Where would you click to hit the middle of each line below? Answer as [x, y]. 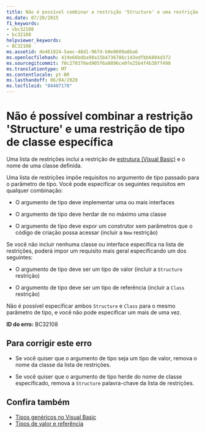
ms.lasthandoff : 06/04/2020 [42, 80]
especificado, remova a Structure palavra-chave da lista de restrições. [105, 383]
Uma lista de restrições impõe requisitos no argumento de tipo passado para [103, 177]
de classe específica [60, 142]
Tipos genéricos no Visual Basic [56, 417]
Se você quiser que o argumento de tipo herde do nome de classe [99, 376]
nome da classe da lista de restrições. [63, 365]
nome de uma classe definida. [44, 165]
